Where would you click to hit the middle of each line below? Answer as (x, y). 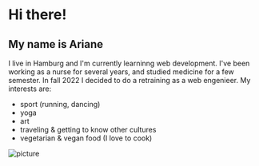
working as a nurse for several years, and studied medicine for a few (121, 72)
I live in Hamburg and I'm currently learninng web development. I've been (129, 63)
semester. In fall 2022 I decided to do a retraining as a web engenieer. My (129, 80)
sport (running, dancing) (60, 104)
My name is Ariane (56, 44)
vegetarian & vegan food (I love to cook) (86, 138)
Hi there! (38, 15)
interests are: (30, 89)
